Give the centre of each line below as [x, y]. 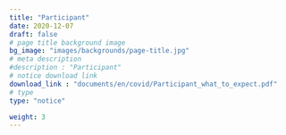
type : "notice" [38, 101]
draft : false [34, 34]
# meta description [46, 59]
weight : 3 [28, 117]
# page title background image [67, 42]
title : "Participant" [50, 17]
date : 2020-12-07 [42, 26]
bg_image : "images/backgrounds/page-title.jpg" [100, 51]
